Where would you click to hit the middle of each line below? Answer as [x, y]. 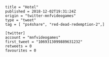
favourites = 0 [21, 51]
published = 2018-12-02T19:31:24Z [41, 11]
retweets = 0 [18, 46]
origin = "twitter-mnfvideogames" [41, 16]
